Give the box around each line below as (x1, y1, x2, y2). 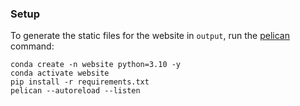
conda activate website (10, 68, 110, 79)
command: (10, 40, 55, 52)
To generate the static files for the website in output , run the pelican (10, 30, 290, 42)
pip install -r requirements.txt (10, 77, 150, 87)
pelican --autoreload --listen (10, 86, 141, 96)
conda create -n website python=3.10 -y (10, 60, 182, 70)
